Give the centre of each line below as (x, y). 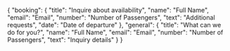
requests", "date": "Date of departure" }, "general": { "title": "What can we (114, 25)
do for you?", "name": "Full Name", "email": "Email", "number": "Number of (115, 32)
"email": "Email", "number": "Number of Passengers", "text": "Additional (111, 17)
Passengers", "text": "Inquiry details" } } (65, 40)
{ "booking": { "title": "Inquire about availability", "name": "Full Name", (108, 10)
